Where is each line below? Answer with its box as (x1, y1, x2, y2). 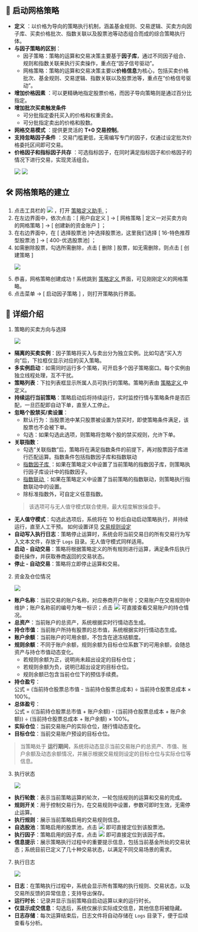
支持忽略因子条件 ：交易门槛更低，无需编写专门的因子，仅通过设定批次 (14, 134, 187, 141)
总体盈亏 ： (14, 700, 41, 708)
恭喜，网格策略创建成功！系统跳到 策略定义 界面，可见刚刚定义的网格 (14, 275, 183, 282)
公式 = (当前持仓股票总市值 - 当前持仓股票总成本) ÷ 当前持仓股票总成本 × (14, 686, 191, 693)
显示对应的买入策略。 (52, 357, 105, 364)
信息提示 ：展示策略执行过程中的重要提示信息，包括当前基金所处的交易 (14, 839, 186, 846)
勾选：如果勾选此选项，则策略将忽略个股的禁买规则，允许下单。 (22, 431, 178, 438)
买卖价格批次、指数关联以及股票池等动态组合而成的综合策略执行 (30, 30, 186, 37)
